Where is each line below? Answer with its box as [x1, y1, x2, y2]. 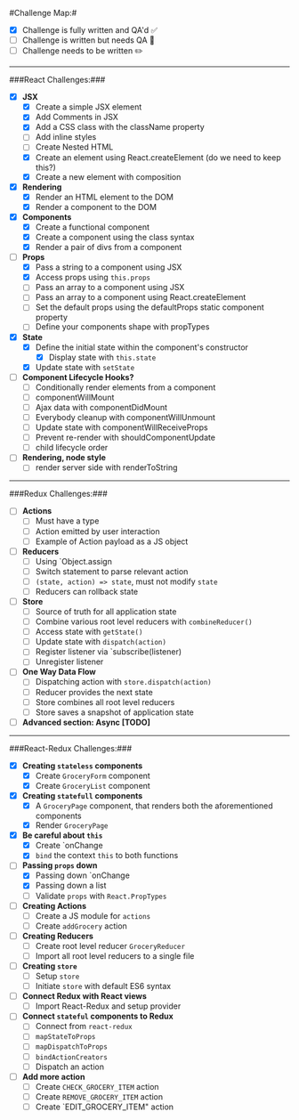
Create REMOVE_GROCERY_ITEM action [35, 1091, 164, 1102]
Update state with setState [35, 361, 135, 372]
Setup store [35, 970, 80, 981]
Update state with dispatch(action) [35, 637, 167, 647]
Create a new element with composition [35, 171, 182, 182]
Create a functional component [35, 222, 149, 232]
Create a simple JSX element [35, 101, 142, 112]
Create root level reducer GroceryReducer [35, 940, 185, 951]
